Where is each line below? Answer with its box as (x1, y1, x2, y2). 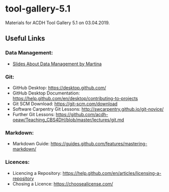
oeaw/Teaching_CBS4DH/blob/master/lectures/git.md (12, 117, 124, 123)
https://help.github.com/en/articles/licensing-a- (62, 170, 162, 176)
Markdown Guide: (12, 141, 50, 147)
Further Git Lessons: (12, 111, 55, 117)
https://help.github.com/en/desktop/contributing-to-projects (12, 95, 138, 101)
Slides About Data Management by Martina (12, 61, 102, 67)
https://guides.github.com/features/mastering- (50, 141, 147, 147)
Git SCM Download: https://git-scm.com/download (12, 101, 118, 107)
